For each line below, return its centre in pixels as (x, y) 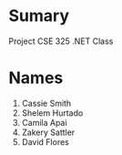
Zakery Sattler (48, 132)
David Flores (45, 141)
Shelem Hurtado (52, 113)
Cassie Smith (46, 103)
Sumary (39, 16)
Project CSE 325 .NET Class (61, 41)
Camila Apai (44, 122)
